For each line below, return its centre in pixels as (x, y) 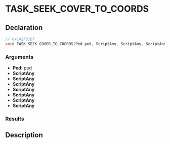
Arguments (19, 57)
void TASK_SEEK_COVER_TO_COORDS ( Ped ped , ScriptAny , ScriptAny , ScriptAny (86, 44)
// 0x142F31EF (20, 39)
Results (15, 119)
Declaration (24, 28)
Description (24, 135)
